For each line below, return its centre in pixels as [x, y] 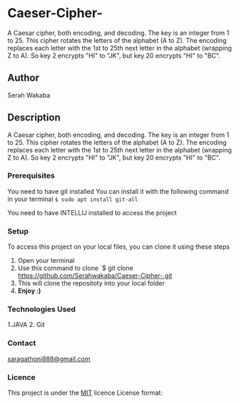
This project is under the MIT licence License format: [85, 393]
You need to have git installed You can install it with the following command [118, 191]
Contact [22, 343]
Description [34, 118]
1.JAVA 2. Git [26, 325]
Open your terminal [46, 261]
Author [23, 78]
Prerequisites [31, 176]
